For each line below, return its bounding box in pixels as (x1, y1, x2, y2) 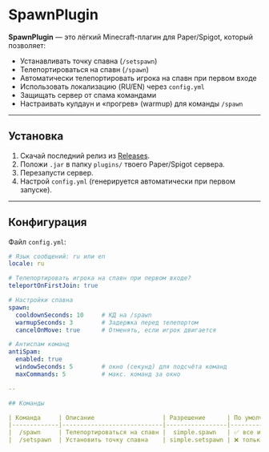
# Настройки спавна (8, 297, 74, 305)
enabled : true (15, 355, 62, 364)
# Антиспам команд (8, 341, 70, 349)
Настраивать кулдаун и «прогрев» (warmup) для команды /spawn (19, 99, 243, 108)
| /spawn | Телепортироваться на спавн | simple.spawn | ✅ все (8, 429, 254, 437)
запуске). (19, 184, 52, 194)
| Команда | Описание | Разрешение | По (8, 414, 242, 422)
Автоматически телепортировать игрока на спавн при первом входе (19, 73, 258, 83)
